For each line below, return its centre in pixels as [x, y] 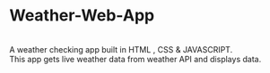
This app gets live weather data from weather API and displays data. [135, 59]
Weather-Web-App [82, 16]
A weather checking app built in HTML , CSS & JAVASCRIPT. [121, 49]
